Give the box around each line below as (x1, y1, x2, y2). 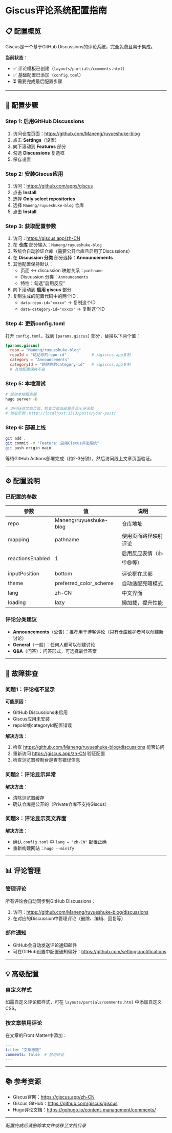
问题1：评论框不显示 (5, 686, 55, 693)
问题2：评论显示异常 (5, 771, 56, 778)
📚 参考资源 (5, 1077, 41, 1086)
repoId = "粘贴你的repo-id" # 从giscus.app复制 (10, 352, 131, 357)
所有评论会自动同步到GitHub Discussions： (5, 898, 96, 904)
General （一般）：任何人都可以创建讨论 (12, 641, 96, 648)
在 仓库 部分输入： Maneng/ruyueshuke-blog (12, 242, 102, 248)
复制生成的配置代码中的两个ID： (12, 293, 80, 299)
